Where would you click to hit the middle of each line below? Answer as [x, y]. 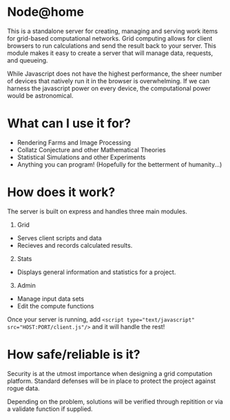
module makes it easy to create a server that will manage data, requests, [110, 53]
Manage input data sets [51, 298]
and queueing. [28, 60]
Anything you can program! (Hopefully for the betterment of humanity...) [119, 164]
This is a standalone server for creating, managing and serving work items [113, 31]
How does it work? [61, 192]
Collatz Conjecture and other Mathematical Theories [92, 149]
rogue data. [23, 388]
